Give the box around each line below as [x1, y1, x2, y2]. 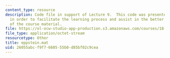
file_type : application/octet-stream [5, 31, 85, 36]
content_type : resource [5, 7, 56, 13]
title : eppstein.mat [5, 40, 49, 45]
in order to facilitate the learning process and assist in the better [10, 17, 164, 22]
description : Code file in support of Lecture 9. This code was [5, 12, 146, 17]
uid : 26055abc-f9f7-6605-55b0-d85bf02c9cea [5, 45, 99, 50]
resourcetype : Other [5, 36, 49, 41]
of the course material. [10, 21, 62, 27]
